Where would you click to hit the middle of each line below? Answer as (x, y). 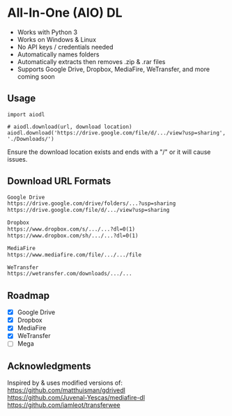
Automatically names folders (58, 54)
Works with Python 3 (47, 32)
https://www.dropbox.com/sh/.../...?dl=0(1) (73, 236)
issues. (17, 159)
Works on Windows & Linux (56, 39)
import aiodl (26, 114)
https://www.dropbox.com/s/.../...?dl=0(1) (71, 229)
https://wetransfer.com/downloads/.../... (70, 274)
